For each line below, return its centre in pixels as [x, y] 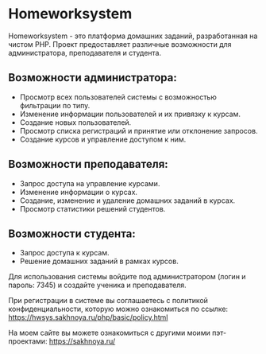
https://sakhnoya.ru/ [82, 341]
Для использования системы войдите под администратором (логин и [127, 277]
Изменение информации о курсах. [78, 192]
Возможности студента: [72, 233]
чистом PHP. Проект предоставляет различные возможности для [120, 44]
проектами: [28, 341]
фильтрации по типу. [55, 105]
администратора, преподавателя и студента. [85, 53]
